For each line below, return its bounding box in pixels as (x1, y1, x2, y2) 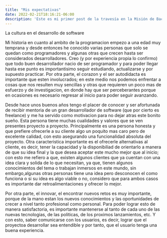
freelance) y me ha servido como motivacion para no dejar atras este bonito (5, 113, 161, 119)
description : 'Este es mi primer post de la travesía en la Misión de (5, 16, 155, 21)
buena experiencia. (5, 228, 45, 234)
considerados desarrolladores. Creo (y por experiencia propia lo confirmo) (5, 56, 158, 61)
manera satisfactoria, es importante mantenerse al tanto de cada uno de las (5, 206, 160, 212)
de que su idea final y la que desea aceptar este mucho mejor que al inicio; (5, 149, 159, 155)
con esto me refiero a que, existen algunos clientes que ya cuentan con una (5, 155, 161, 161)
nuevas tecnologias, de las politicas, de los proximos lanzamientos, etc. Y (5, 212, 156, 218)
